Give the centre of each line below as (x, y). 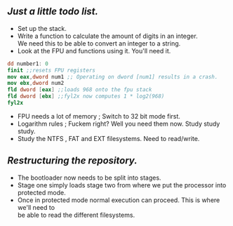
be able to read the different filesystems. (76, 215)
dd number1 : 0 (28, 64)
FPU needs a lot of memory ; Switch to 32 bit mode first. (99, 116)
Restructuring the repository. (73, 161)
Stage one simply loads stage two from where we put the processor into (122, 185)
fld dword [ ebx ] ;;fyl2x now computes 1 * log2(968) (86, 97)
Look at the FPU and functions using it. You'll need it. (94, 51)
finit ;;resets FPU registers (52, 70)
